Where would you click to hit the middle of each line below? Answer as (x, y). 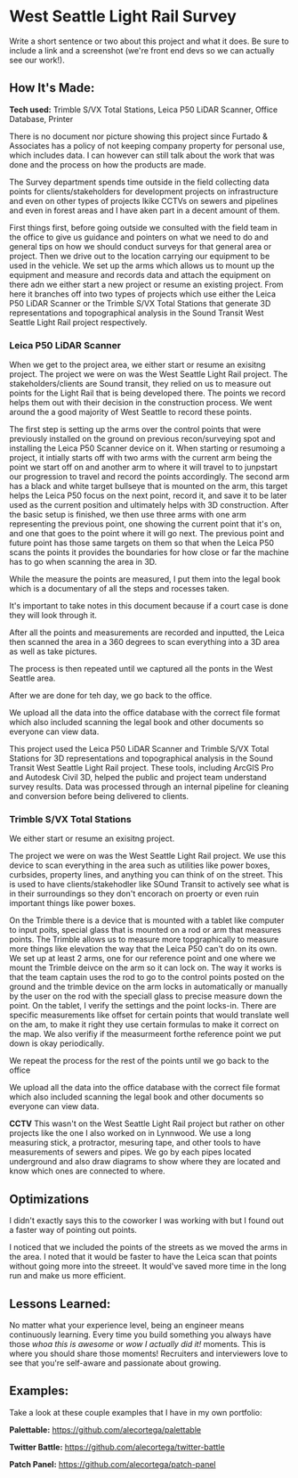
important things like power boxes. (72, 903)
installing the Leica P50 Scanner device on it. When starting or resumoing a (147, 448)
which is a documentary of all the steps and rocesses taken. (119, 589)
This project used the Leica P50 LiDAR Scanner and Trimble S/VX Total (139, 749)
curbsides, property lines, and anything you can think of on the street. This (146, 875)
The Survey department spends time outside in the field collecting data (139, 182)
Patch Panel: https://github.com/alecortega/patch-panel (113, 1464)
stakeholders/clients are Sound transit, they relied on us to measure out (140, 384)
